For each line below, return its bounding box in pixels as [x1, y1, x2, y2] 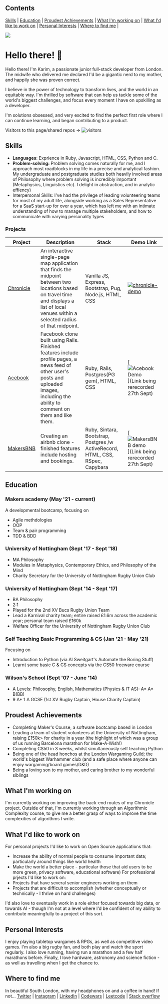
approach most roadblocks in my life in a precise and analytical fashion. [12, 165, 160, 172]
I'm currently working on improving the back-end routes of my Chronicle [5, 800, 154, 806]
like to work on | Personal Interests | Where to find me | [5, 23, 119, 29]
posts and [40, 374, 64, 381]
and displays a [40, 297, 74, 304]
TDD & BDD [12, 533, 36, 539]
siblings [12, 772, 29, 778]
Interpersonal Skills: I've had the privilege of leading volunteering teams [12, 192, 160, 198]
